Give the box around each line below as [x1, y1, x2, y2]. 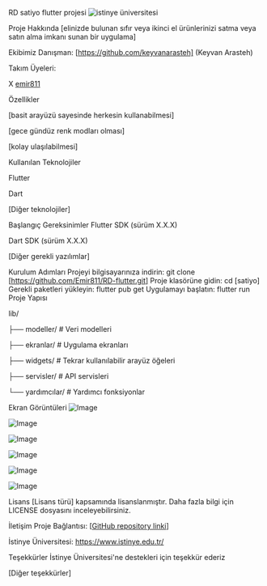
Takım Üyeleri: [8, 63, 57, 73]
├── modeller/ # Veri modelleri [8, 325, 112, 333]
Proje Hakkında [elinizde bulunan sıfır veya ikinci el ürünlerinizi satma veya [8, 23, 256, 32]
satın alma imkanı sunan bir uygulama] [8, 32, 136, 41]
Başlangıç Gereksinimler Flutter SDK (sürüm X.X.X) [8, 220, 178, 230]
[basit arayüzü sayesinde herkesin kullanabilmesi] [8, 110, 175, 120]
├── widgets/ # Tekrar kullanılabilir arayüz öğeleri [8, 356, 176, 365]
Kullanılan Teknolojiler [8, 158, 81, 167]
